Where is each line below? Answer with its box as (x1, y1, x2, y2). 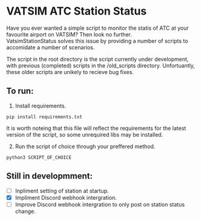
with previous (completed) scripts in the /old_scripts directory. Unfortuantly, (6, 62, 196, 69)
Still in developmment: (6, 171, 93, 182)
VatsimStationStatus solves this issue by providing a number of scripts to (6, 37, 188, 44)
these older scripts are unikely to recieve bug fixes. (6, 68, 134, 75)
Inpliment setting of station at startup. (15, 187, 109, 194)
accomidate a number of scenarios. (6, 44, 95, 51)
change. (15, 208, 36, 215)
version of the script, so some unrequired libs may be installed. (6, 131, 163, 138)
